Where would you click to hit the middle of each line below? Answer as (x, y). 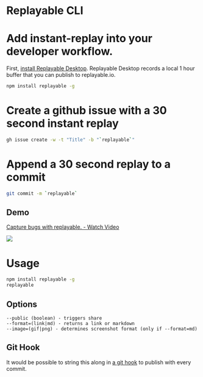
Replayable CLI (45, 11)
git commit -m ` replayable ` (42, 193)
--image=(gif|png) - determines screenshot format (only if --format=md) (102, 329)
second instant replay (62, 124)
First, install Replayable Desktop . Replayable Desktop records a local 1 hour (101, 68)
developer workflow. (60, 52)
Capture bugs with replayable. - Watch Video (63, 227)
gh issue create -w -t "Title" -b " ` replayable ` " (71, 140)
